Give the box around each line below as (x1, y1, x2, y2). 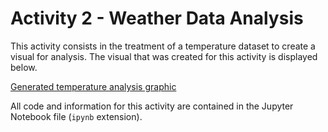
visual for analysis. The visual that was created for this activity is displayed (10, 50, 318, 62)
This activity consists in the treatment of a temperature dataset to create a (10, 40, 316, 52)
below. (10, 61, 38, 73)
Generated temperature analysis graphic (10, 80, 177, 92)
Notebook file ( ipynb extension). (10, 110, 143, 122)
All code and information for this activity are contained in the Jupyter (10, 100, 294, 112)
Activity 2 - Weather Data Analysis (10, 7, 304, 30)
